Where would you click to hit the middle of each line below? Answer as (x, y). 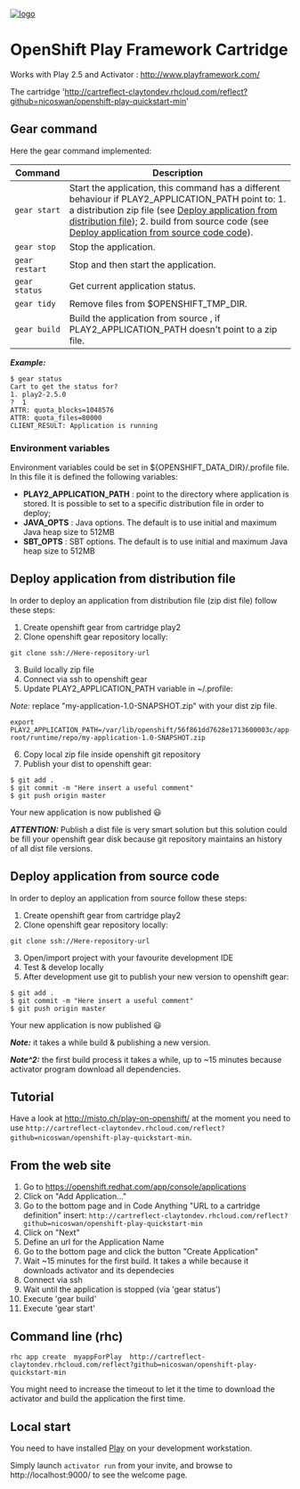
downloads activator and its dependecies (98, 1271)
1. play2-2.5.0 (38, 394)
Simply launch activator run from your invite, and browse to (122, 1465)
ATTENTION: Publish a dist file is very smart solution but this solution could (149, 829)
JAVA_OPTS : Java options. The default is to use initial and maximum (150, 522)
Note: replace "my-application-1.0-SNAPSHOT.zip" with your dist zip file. (144, 705)
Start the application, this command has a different (174, 187)
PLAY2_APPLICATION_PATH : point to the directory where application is (156, 494)
